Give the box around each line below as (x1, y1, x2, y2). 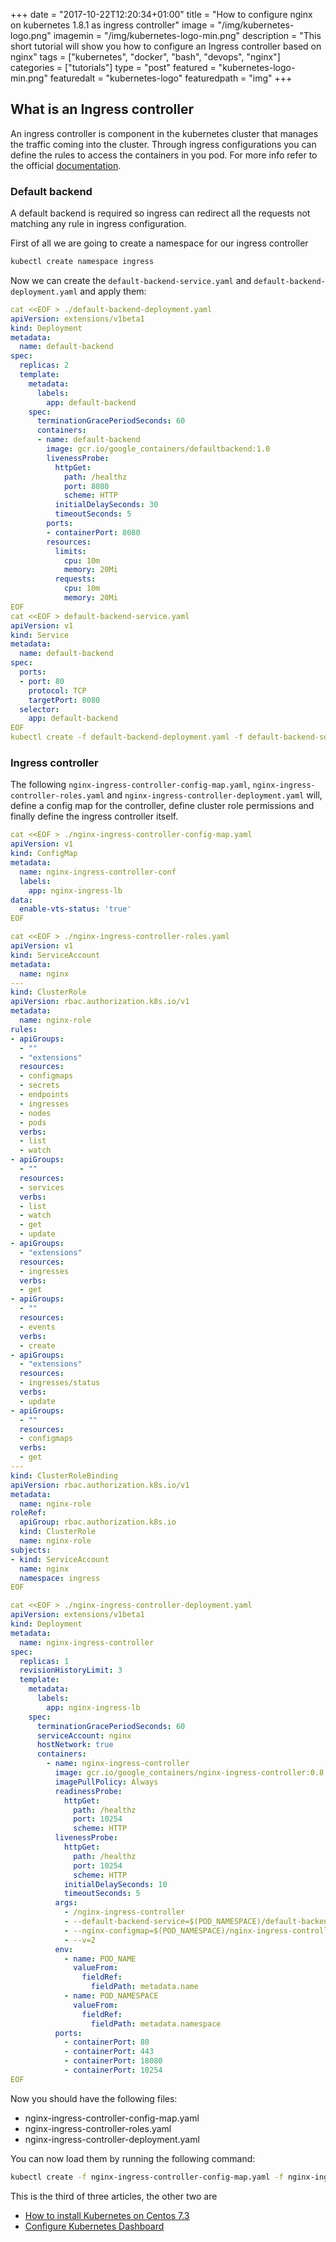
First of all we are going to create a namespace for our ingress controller (10, 237, 309, 249)
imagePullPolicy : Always (54, 1777, 159, 1787)
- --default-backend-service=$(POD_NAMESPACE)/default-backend (63, 1917, 333, 1927)
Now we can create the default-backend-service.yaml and (10, 274, 252, 286)
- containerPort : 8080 (46, 527, 141, 538)
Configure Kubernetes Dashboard (24, 2220, 165, 2232)
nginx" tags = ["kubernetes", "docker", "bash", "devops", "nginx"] (10, 51, 281, 63)
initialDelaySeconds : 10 (63, 1879, 168, 1889)
